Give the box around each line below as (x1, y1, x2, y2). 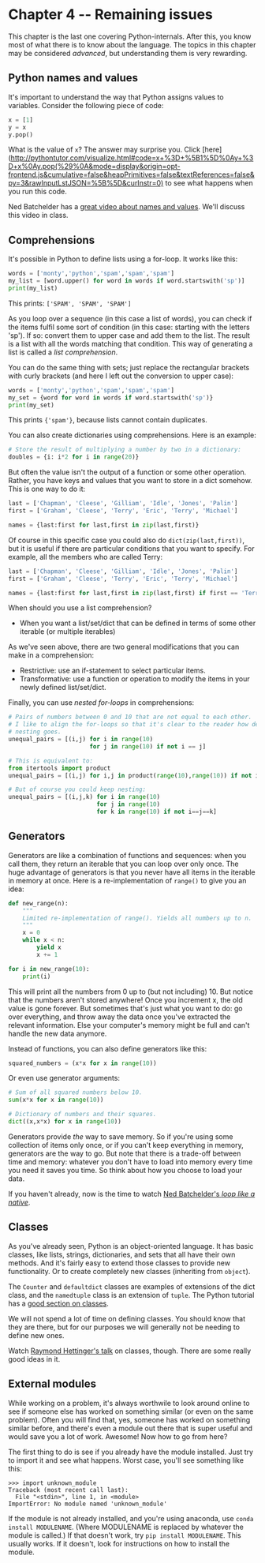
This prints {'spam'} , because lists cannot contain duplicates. (8, 415, 207, 425)
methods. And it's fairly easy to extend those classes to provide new (8, 1258, 231, 1268)
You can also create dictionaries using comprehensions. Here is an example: (8, 430, 256, 440)
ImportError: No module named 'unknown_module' (8, 1500, 168, 1508)
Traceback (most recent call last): (8, 1486, 129, 1494)
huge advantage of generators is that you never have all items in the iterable (8, 867, 256, 877)
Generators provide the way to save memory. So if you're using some (8, 1131, 233, 1141)
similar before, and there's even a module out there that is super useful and (8, 1423, 253, 1433)
